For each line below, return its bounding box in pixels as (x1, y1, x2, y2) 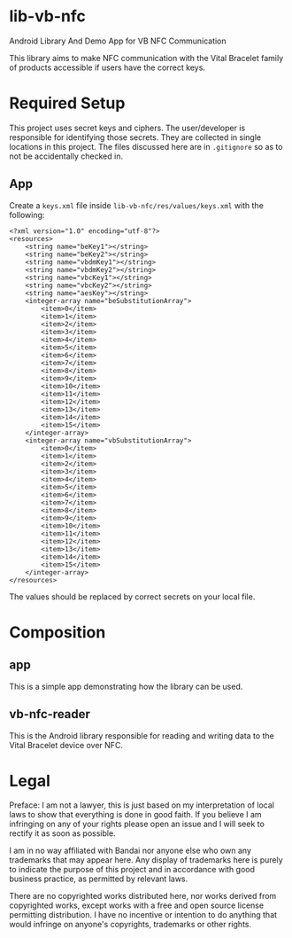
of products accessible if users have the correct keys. (9, 62, 206, 73)
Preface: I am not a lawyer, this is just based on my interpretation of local (9, 800, 274, 810)
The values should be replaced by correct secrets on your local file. (9, 591, 256, 602)
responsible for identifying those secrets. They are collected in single (9, 131, 262, 143)
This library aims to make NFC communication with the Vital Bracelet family (9, 52, 284, 63)
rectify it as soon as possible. (9, 828, 117, 839)
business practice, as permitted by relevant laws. (9, 873, 188, 884)
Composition (9, 622, 106, 642)
